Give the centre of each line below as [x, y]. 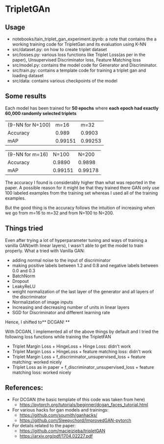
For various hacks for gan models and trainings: [60, 410]
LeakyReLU [24, 286]
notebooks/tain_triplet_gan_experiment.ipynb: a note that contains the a [84, 39]
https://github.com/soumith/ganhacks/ [59, 415]
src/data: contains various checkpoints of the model [65, 81]
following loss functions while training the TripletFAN [58, 337]
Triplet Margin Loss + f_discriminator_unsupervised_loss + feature [79, 356]
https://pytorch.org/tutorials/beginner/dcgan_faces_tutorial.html [84, 405]
